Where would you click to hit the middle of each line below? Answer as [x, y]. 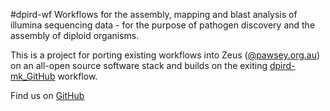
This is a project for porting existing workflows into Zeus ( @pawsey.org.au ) [165, 55]
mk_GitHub [33, 76]
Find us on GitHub [47, 95]
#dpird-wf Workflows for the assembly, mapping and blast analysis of [154, 14]
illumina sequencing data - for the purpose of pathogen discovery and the [163, 25]
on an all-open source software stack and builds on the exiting [139, 65]
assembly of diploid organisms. [75, 35]
